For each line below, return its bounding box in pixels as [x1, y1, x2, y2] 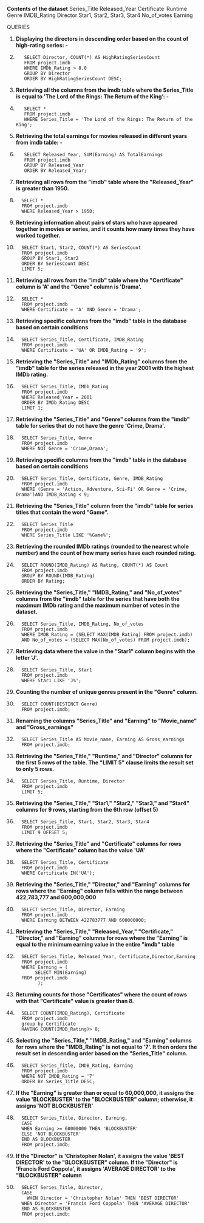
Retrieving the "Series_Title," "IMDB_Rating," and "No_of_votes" [15, 589, 183, 596]
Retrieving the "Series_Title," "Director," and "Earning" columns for [15, 881, 191, 888]
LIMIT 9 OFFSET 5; [21, 829, 68, 835]
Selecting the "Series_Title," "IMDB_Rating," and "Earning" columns [15, 1037, 192, 1044]
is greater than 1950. [15, 185, 69, 192]
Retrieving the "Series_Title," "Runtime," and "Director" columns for [15, 753, 192, 759]
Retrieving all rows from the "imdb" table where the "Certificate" [15, 276, 183, 284]
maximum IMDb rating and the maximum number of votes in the [15, 601, 180, 609]
